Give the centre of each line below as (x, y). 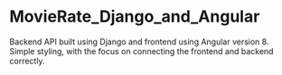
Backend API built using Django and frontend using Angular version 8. (139, 42)
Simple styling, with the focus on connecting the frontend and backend (141, 51)
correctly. (27, 61)
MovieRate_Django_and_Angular (135, 17)
